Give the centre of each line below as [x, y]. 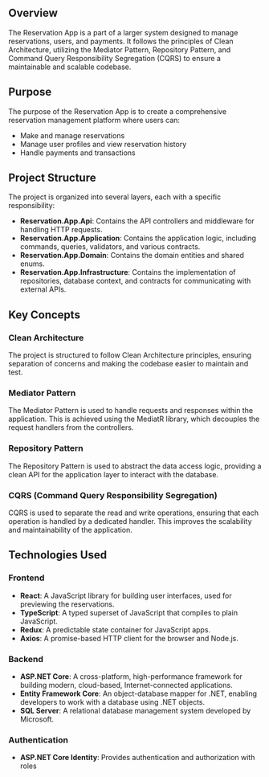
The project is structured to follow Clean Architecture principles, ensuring [130, 355]
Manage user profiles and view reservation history [103, 144]
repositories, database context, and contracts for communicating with [135, 281]
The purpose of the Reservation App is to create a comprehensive [118, 111]
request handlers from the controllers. [71, 427]
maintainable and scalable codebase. [70, 67]
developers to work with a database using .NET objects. [112, 702]
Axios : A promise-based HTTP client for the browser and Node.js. [129, 638]
